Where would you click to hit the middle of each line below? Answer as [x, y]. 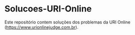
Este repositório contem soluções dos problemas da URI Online [67, 22]
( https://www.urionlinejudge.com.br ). [41, 27]
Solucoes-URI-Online [48, 9]
